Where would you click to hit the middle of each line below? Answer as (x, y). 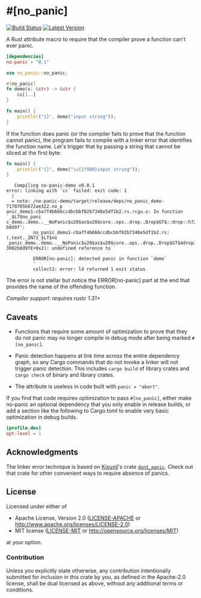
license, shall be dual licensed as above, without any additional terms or (95, 583)
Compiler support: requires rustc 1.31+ (53, 298)
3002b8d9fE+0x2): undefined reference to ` (61, 248)
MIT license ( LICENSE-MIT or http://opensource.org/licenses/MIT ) (97, 530)
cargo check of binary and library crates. (65, 375)
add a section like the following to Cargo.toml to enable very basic (88, 411)
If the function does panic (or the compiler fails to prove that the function (96, 133)
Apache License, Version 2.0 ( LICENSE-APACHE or (78, 518)
